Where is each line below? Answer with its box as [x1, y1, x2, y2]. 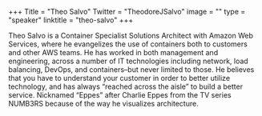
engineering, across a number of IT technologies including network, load [8, 56, 248, 66]
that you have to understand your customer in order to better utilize [8, 74, 231, 82]
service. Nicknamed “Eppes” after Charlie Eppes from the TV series [8, 90, 232, 99]
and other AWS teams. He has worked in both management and [8, 48, 219, 57]
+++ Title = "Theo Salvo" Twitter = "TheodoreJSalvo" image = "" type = [8, 7, 246, 16]
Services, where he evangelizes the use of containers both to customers [8, 39, 248, 49]
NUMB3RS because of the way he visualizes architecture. [8, 99, 199, 108]
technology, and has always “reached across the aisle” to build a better [8, 82, 243, 91]
